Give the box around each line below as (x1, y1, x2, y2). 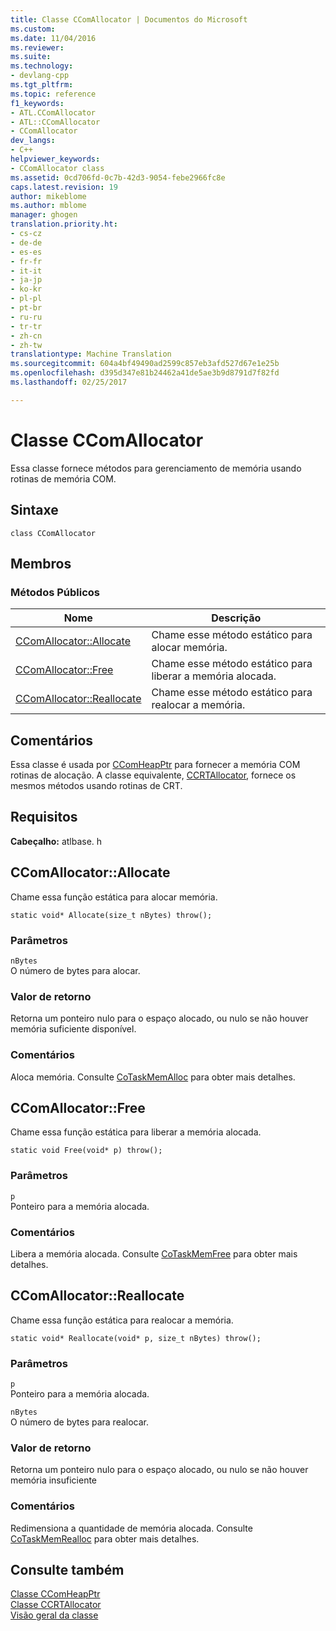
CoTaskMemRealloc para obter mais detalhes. (10, 1532, 200, 1545)
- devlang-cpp (10, 71, 70, 81)
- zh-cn (10, 331, 43, 341)
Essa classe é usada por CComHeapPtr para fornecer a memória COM (10, 759, 301, 770)
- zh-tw (10, 340, 43, 350)
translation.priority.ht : (10, 219, 118, 230)
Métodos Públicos (10, 585, 101, 599)
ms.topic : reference (10, 89, 97, 99)
